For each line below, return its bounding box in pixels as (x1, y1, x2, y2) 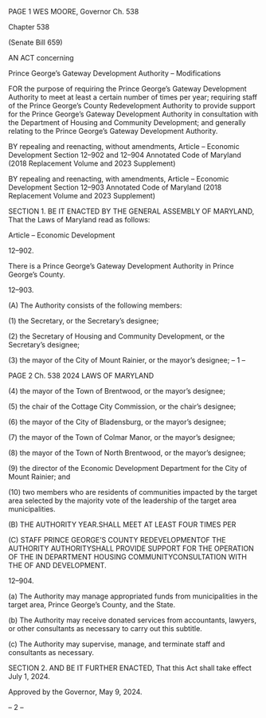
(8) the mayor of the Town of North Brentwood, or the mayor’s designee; (8, 448, 246, 457)
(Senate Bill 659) (8, 37, 63, 47)
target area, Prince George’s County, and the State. (8, 600, 176, 609)
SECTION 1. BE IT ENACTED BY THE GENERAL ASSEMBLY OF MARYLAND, (8, 206, 255, 216)
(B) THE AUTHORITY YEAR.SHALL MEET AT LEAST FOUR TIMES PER (8, 520, 237, 529)
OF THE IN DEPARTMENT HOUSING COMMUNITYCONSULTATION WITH (8, 552, 247, 561)
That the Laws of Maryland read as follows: (8, 215, 151, 224)
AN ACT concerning (8, 53, 74, 62)
